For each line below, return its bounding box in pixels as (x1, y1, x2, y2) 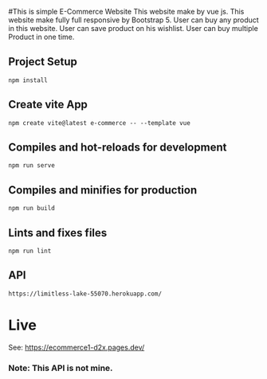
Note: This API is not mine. (8, 362, 113, 373)
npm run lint (8, 247, 52, 256)
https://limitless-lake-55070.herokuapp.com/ (8, 290, 162, 298)
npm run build (8, 205, 56, 213)
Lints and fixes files (8, 226, 108, 240)
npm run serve (8, 162, 56, 170)
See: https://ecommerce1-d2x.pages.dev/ (8, 342, 145, 352)
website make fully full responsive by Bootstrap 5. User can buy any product (8, 15, 259, 25)
